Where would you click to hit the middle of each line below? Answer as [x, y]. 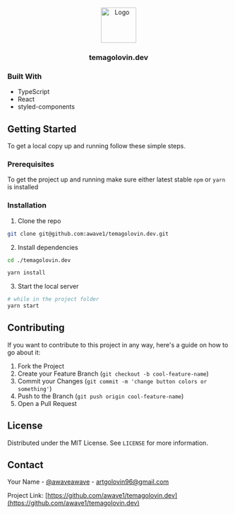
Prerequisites [31, 164]
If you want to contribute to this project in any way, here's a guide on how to [118, 345]
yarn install [26, 273]
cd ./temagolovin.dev [39, 260]
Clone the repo [39, 221]
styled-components [46, 107]
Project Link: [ [28, 496]
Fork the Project [41, 366]
